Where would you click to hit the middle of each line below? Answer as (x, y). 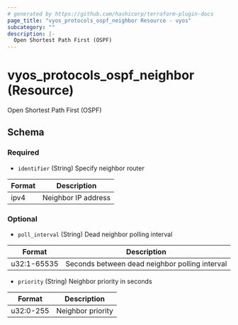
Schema (26, 132)
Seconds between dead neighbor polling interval (146, 264)
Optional (22, 219)
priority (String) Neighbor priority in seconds (85, 282)
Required (23, 153)
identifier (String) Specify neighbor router (81, 168)
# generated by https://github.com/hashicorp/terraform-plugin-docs (110, 14)
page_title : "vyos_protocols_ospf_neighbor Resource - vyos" (100, 21)
